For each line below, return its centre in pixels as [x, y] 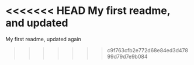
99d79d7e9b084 [127, 56]
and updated [37, 23]
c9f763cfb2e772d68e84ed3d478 [148, 50]
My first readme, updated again [43, 39]
